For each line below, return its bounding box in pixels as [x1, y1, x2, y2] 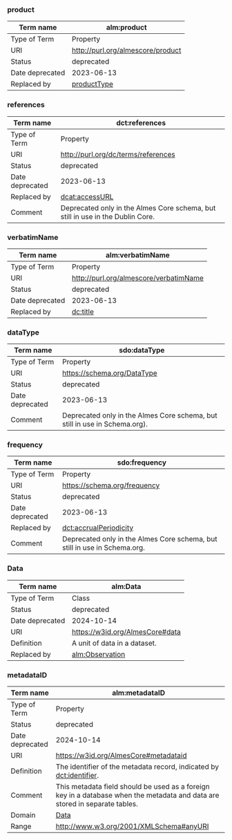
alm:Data [111, 581, 142, 591]
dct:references [116, 118, 166, 127]
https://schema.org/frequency [61, 480, 160, 490]
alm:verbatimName [106, 250, 171, 260]
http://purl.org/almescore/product [71, 46, 182, 55]
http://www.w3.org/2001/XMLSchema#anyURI [55, 821, 209, 831]
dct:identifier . [55, 771, 99, 781]
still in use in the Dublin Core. [60, 212, 155, 221]
